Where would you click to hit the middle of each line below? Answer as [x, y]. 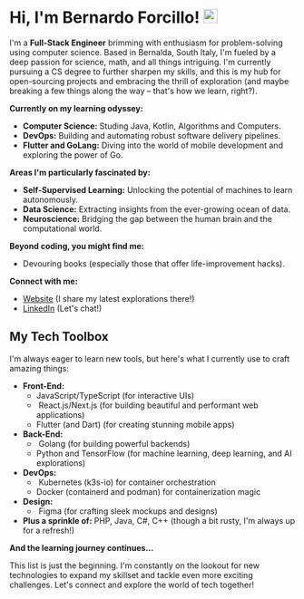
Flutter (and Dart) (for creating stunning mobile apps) [135, 424]
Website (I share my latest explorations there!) [108, 298]
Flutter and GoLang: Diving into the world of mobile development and [153, 145]
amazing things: [39, 368]
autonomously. [50, 199]
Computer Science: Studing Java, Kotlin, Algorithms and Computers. [152, 126]
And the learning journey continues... [82, 547]
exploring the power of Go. [73, 155]
